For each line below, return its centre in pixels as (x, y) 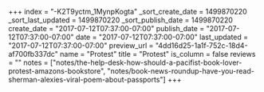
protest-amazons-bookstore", (57, 71)
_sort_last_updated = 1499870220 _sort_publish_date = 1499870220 (121, 20)
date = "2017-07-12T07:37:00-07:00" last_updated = (162, 37)
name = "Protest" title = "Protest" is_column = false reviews (158, 54)
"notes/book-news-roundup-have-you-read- (181, 71)
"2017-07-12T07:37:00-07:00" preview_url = (81, 46)
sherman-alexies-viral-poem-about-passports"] (87, 80)
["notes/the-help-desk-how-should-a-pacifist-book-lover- (146, 62)
